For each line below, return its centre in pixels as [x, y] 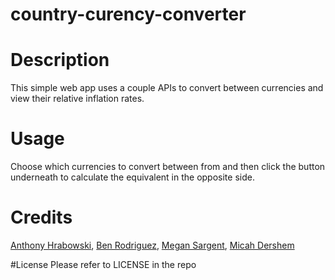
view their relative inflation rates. [77, 99]
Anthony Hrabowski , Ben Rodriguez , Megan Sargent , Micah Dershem [152, 245]
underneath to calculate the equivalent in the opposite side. [132, 177]
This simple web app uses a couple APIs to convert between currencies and [167, 88]
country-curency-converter [128, 14]
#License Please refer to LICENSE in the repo [103, 264]
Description [60, 60]
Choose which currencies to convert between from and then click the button [168, 167]
